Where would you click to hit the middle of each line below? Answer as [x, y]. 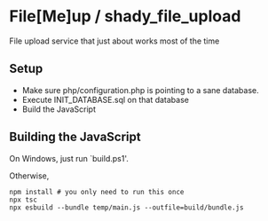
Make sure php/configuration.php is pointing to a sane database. [140, 90]
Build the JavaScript [59, 109]
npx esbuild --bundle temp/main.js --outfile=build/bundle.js [126, 207]
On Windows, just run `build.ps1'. [69, 158]
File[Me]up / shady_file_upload [125, 16]
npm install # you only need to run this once [97, 192]
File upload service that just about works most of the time [114, 41]
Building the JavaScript [75, 137]
